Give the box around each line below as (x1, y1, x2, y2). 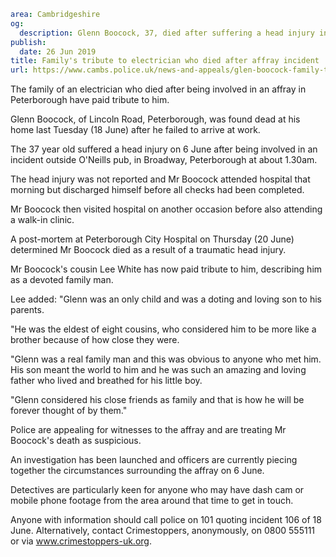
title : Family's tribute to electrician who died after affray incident (10, 56, 320, 66)
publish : (10, 37, 47, 47)
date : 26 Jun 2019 (19, 46, 97, 57)
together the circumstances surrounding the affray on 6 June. (10, 465, 265, 477)
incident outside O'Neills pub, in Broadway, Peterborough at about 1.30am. (10, 154, 318, 166)
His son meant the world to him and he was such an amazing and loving (10, 364, 307, 376)
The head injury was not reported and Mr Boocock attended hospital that (10, 173, 311, 185)
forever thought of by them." (10, 405, 128, 417)
